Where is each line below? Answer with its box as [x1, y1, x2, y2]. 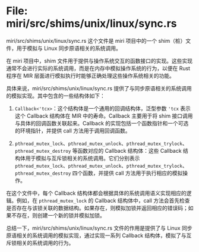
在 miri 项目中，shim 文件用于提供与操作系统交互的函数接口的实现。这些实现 [6, 57, 193, 64]
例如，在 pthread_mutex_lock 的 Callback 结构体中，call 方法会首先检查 [16, 197, 190, 204]
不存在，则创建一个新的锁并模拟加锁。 [11, 212, 105, 219]
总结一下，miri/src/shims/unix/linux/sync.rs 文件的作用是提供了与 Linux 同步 [6, 224, 192, 231]
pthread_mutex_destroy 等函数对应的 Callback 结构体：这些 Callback [14, 147, 182, 154]
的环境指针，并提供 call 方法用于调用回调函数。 [14, 127, 131, 134]
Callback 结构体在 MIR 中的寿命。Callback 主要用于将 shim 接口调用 [26, 112, 193, 119]
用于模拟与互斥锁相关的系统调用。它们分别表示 [25, 155, 140, 162]
